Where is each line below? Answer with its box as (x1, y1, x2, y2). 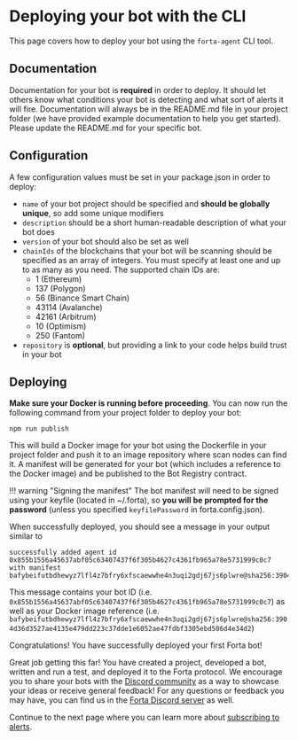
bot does (21, 226, 55, 237)
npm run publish (9, 425, 69, 433)
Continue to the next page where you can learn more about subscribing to (9, 712, 280, 723)
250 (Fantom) (35, 330, 86, 340)
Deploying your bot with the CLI (9, 6, 247, 27)
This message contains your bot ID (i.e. (9, 587, 153, 597)
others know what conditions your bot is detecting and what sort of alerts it (9, 94, 284, 105)
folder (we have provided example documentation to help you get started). (9, 113, 281, 123)
